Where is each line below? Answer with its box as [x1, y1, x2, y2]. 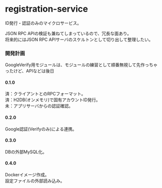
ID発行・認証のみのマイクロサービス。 [5, 20, 81, 26]
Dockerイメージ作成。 [5, 172, 49, 178]
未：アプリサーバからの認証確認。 [5, 103, 73, 109]
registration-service [5, 3, 88, 15]
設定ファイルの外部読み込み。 [5, 178, 65, 184]
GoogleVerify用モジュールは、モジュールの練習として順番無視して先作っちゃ [5, 62, 158, 68]
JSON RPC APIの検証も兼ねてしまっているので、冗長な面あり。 [5, 30, 132, 36]
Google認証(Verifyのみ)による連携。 [5, 126, 77, 132]
